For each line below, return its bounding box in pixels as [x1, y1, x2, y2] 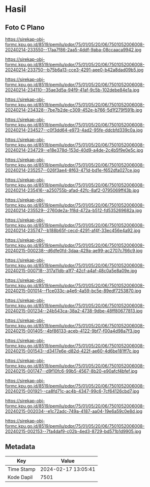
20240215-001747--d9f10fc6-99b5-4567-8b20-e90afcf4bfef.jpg [5, 368, 138, 374]
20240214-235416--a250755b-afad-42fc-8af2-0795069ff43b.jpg [5, 187, 139, 193]
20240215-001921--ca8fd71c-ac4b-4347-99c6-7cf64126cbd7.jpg [5, 388, 139, 394]
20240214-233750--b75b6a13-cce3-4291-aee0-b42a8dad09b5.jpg [5, 67, 144, 73]
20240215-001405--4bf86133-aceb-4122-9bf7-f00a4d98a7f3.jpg [5, 328, 140, 334]
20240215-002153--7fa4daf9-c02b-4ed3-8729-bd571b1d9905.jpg [5, 429, 142, 434]
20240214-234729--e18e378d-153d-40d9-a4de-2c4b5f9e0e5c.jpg [5, 147, 144, 153]
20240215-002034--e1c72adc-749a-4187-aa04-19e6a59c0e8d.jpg [5, 408, 143, 414]
